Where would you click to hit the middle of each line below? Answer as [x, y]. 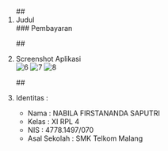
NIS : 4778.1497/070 [61, 130]
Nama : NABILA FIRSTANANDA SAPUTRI [94, 113]
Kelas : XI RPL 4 [53, 121]
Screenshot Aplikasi [48, 59]
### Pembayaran [44, 28]
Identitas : [32, 98]
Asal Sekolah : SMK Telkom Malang [85, 138]
